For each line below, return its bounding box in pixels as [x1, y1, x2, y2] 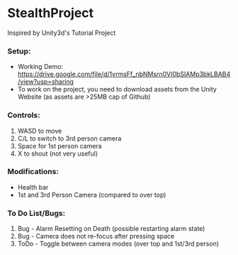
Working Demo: [17, 63, 64, 71]
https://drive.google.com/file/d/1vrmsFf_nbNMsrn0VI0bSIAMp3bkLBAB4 [17, 70, 231, 79]
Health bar [17, 183, 49, 191]
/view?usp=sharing [17, 77, 74, 86]
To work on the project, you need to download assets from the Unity [17, 85, 217, 94]
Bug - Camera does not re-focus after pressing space [17, 232, 175, 241]
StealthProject [7, 5, 94, 21]
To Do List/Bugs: [7, 208, 66, 218]
